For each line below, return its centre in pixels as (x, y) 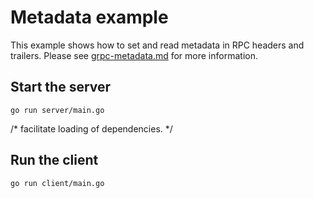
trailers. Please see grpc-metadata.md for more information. (134, 55)
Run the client (54, 160)
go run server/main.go (57, 110)
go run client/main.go (57, 183)
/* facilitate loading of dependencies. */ (91, 128)
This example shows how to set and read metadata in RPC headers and (157, 45)
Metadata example (89, 17)
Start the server (61, 87)
